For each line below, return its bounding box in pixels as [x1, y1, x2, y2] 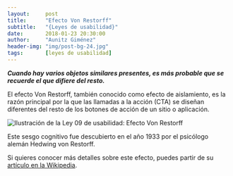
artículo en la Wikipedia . [7, 161, 78, 169]
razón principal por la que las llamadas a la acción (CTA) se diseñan [7, 97, 205, 106]
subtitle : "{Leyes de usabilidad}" [7, 23, 119, 30]
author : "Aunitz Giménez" [7, 37, 97, 44]
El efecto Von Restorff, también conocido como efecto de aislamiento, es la [7, 89, 226, 99]
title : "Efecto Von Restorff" [7, 17, 112, 24]
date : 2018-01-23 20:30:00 [7, 30, 106, 37]
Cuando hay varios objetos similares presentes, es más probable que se [7, 68, 225, 77]
